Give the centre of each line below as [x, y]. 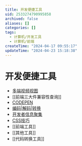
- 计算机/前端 [22, 42]
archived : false [21, 19]
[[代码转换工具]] [28, 139]
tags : [10, 32]
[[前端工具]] [24, 127]
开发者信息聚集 [27, 114]
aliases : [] [17, 23]
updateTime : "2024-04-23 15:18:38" [41, 50]
